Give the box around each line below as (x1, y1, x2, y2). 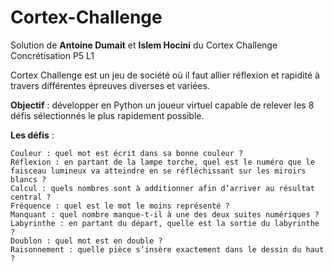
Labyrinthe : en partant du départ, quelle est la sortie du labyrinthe (10, 218, 320, 228)
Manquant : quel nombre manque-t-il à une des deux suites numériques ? (10, 209, 320, 220)
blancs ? (10, 174, 47, 185)
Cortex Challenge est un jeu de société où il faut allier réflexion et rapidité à (10, 69, 320, 81)
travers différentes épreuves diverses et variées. (10, 79, 210, 91)
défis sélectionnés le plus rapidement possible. (10, 109, 205, 121)
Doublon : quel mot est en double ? (10, 236, 163, 246)
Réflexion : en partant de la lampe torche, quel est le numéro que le (10, 157, 315, 167)
